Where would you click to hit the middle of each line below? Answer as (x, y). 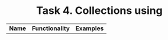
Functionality (51, 28)
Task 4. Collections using (99, 11)
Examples (90, 28)
